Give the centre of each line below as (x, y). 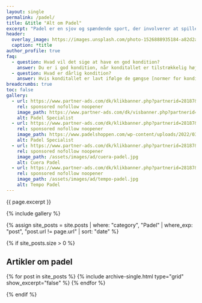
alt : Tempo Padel (39, 185)
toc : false (20, 90)
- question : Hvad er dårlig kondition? (62, 73)
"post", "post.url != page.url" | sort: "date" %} (63, 231)
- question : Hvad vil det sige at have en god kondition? (86, 62)
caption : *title (32, 46)
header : (16, 34)
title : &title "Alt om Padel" (44, 23)
